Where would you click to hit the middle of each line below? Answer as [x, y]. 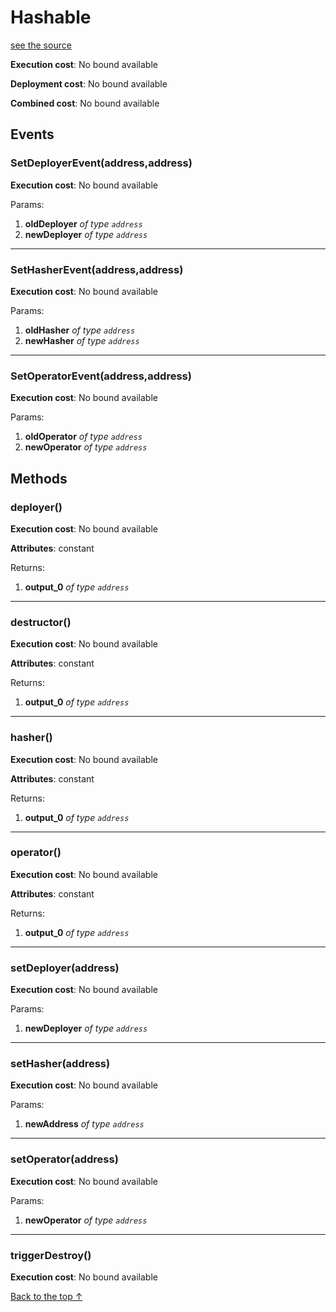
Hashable [51, 17]
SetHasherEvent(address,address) [97, 269]
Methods [39, 478]
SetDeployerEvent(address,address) [101, 163]
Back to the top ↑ [46, 1296]
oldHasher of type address [80, 330]
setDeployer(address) [65, 968]
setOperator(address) [64, 1159]
